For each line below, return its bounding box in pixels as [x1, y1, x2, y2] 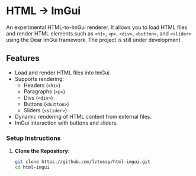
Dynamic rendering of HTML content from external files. [14, 113, 152, 120]
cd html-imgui [14, 164, 50, 170]
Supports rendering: [14, 75, 64, 82]
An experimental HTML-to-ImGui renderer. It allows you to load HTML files [6, 24, 188, 31]
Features [6, 53, 40, 63]
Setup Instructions [6, 134, 61, 142]
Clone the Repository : [14, 148, 70, 155]
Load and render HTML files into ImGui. [14, 69, 111, 76]
